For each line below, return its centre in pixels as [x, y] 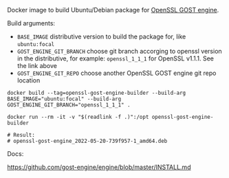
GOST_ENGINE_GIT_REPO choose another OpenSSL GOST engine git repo [117, 73]
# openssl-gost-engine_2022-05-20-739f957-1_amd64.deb [87, 141]
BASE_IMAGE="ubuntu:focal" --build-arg [64, 99]
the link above [37, 66]
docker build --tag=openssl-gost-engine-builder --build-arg [97, 93]
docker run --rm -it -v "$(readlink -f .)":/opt [78, 117]
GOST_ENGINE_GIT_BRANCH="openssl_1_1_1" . [69, 105]
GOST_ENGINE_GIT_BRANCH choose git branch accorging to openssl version [119, 51]
